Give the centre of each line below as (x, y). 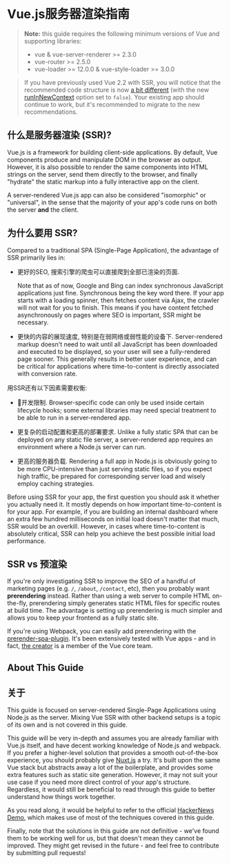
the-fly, (18, 603)
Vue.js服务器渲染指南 (68, 14)
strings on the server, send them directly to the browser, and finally (102, 174)
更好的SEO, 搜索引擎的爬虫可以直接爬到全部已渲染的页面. (98, 272)
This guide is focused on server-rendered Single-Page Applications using (111, 710)
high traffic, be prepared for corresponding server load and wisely (111, 476)
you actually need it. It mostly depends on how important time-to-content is (114, 504)
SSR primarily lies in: (36, 257)
